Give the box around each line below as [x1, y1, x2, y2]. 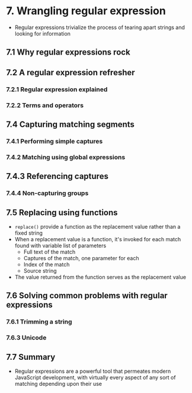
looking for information [14, 30, 71, 37]
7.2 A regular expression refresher [6, 67, 135, 78]
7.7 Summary [6, 352, 56, 362]
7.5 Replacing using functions [6, 207, 118, 218]
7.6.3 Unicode [6, 334, 47, 342]
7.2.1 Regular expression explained [6, 85, 108, 93]
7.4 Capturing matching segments [6, 119, 135, 129]
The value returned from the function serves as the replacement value [14, 273, 187, 280]
